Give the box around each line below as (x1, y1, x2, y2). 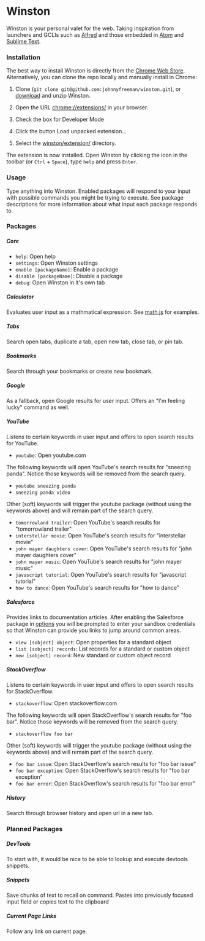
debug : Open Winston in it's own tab (15, 279, 105, 286)
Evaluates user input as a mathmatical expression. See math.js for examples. (6, 308, 199, 316)
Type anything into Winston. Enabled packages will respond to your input (6, 187, 191, 195)
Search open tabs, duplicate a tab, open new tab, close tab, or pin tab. (6, 338, 184, 345)
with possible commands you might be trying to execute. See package (6, 193, 184, 201)
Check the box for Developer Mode (15, 115, 104, 123)
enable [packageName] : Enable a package (15, 266, 119, 273)
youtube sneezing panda (15, 483, 76, 490)
